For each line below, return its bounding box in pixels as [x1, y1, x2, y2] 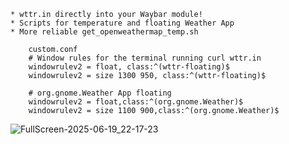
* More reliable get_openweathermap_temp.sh [10, 27, 199, 37]
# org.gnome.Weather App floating [28, 88, 172, 98]
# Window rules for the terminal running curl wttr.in [28, 53, 262, 63]
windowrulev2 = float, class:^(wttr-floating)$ [28, 62, 230, 72]
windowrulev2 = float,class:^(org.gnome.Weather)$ [28, 97, 244, 107]
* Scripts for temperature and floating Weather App [10, 18, 235, 28]
